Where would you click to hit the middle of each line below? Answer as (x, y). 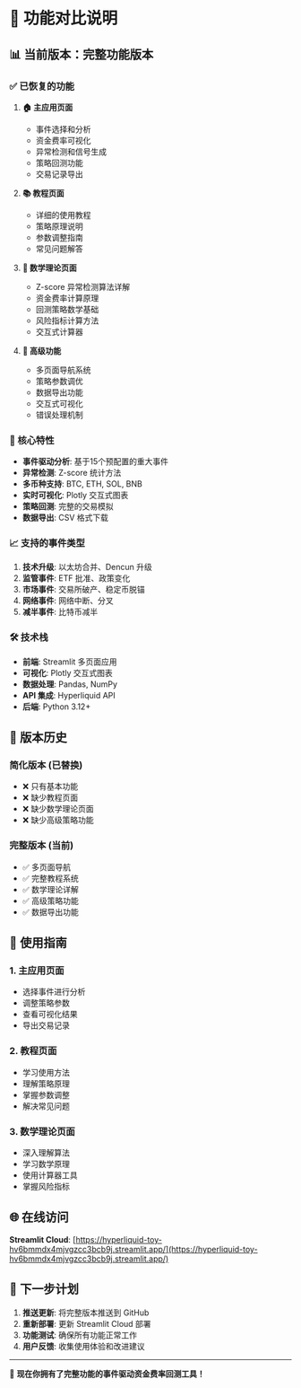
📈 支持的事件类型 (47, 543)
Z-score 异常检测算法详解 (83, 286)
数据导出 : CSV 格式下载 (65, 518)
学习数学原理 (46, 1164)
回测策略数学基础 (67, 309)
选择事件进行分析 (54, 992)
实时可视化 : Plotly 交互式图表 (75, 496)
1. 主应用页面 (37, 971)
